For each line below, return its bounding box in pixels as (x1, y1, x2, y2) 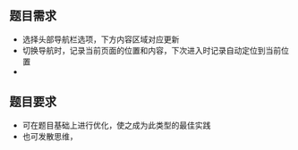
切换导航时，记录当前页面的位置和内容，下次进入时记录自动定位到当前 (21, 45, 282, 55)
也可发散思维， (21, 130, 78, 141)
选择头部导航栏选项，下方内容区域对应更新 (21, 34, 180, 45)
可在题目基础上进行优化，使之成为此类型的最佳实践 (21, 120, 211, 130)
